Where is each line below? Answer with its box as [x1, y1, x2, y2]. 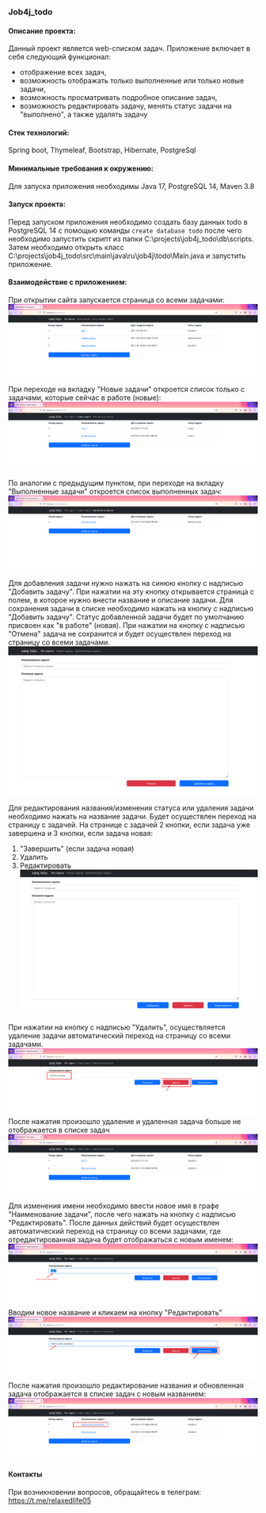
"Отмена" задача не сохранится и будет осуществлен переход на [8, 629, 232, 639]
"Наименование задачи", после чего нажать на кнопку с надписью [8, 1209, 236, 1218]
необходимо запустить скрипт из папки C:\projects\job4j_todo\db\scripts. [8, 233, 254, 244]
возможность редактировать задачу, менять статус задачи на [19, 102, 232, 111]
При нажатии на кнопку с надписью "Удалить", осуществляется [8, 1022, 226, 1032]
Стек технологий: [8, 128, 70, 137]
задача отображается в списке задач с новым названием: [8, 1389, 207, 1399]
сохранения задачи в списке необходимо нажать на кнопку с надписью [8, 604, 254, 614]
